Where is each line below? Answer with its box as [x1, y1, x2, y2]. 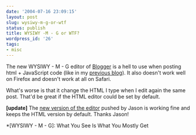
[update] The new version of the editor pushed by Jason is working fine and [6, 104, 190, 112]
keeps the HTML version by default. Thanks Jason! [6, 110, 129, 117]
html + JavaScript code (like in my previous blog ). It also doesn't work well [6, 69, 186, 76]
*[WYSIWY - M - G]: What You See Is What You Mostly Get [6, 122, 149, 129]
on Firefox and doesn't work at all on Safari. [6, 75, 111, 82]
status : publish [6, 25, 46, 31]
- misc [6, 47, 22, 53]
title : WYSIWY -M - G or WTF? [6, 31, 80, 36]
